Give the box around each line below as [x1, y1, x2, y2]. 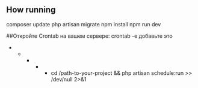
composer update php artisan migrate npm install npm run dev [6, 20, 161, 28]
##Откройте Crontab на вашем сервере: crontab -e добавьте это [6, 32, 173, 40]
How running [6, 5, 56, 15]
